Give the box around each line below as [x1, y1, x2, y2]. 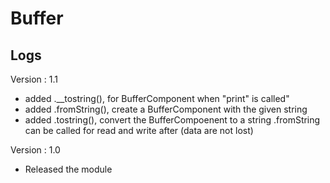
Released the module [24, 163, 113, 175]
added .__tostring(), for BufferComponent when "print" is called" [24, 93, 290, 104]
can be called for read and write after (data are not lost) [24, 125, 254, 136]
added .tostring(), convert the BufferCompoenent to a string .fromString [24, 114, 321, 126]
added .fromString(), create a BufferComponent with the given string [24, 103, 308, 115]
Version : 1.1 [10, 73, 58, 85]
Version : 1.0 [10, 144, 61, 156]
